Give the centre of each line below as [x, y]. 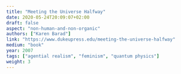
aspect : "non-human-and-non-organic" [53, 28]
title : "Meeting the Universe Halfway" [56, 12]
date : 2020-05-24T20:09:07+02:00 [48, 17]
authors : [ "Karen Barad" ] [38, 34]
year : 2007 [20, 51]
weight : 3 [19, 61]
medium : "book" [25, 45]
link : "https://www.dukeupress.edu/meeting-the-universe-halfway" [91, 39]
